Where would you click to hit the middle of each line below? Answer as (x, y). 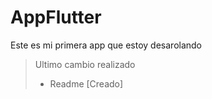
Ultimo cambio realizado (85, 64)
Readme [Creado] (86, 83)
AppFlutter (56, 17)
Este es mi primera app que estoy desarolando (106, 45)
